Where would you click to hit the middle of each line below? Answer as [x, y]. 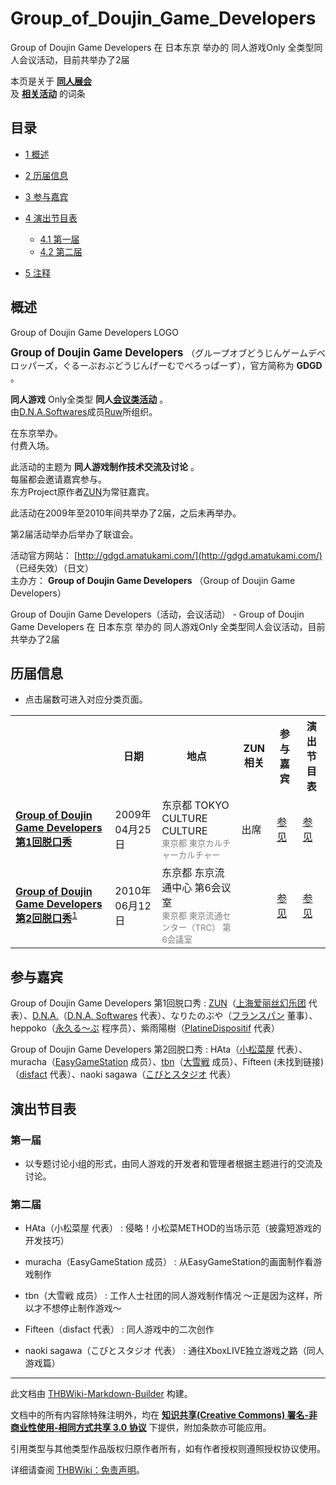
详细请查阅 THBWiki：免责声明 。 [77, 1470]
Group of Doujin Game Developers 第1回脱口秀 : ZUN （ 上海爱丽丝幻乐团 [158, 1003]
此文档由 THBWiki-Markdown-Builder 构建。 [101, 1394]
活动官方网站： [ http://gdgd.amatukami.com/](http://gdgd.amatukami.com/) [166, 555]
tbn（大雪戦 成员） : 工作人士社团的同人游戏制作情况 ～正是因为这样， [169, 1296]
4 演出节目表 [51, 218]
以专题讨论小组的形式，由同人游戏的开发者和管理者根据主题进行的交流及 [173, 1163]
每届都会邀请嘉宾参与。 [58, 479]
